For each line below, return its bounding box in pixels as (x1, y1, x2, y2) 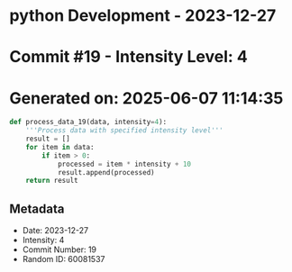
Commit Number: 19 (22, 244, 97, 255)
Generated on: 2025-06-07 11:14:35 (9, 87, 284, 108)
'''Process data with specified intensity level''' (25, 126, 224, 135)
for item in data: (25, 142, 95, 151)
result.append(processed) (57, 168, 155, 177)
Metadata (9, 201, 65, 216)
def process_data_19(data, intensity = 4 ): (9, 118, 168, 127)
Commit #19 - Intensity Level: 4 (9, 47, 248, 68)
